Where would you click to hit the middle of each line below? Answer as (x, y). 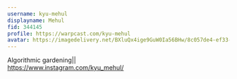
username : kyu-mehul (38, 14)
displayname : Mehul (36, 20)
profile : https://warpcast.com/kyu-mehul (69, 34)
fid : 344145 (25, 27)
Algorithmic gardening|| (42, 60)
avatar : (19, 40)
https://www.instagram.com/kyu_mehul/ (66, 68)
